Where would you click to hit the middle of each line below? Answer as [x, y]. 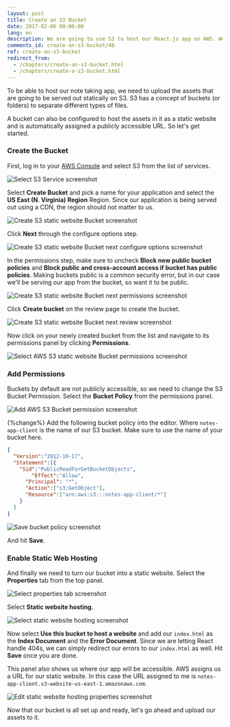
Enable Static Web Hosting [52, 558]
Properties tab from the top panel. [55, 581]
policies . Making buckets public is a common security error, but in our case [114, 275]
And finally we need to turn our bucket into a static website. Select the [106, 573]
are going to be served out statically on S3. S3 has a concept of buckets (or [114, 98]
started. [18, 133]
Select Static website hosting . [50, 607]
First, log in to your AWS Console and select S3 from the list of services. [109, 166]
